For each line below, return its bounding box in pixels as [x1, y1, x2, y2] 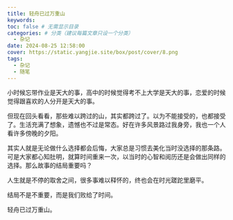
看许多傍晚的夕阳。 [7, 129, 62, 137]
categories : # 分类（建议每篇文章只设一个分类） [7, 29, 134, 37]
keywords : [7, 17, 36, 24]
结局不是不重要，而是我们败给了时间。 [7, 190, 116, 198]
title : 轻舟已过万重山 [7, 10, 66, 17]
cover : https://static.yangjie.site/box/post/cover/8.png [7, 49, 178, 56]
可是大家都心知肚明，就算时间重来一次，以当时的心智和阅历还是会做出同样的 [7, 152, 226, 160]
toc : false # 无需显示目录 [7, 23, 79, 30]
